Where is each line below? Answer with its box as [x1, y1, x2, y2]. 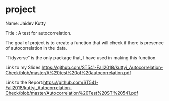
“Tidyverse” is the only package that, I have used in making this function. [5, 54, 157, 61]
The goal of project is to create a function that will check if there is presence [5, 39, 164, 46]
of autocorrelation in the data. [5, 45, 67, 51]
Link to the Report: [5, 79, 44, 85]
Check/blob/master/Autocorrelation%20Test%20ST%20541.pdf [5, 90, 139, 96]
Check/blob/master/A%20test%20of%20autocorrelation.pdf [5, 69, 131, 76]
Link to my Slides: [5, 64, 42, 70]
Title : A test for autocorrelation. [5, 30, 72, 36]
